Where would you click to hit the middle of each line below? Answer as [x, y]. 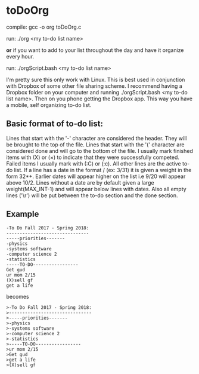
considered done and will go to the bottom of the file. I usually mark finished [100, 151]
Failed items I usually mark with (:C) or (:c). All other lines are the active [94, 163]
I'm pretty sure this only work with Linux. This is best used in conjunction [96, 79]
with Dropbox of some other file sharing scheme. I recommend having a [94, 86]
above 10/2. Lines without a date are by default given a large [80, 182]
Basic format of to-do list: [55, 124]
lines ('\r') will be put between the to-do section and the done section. [92, 195]
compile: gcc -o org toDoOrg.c [44, 27]
